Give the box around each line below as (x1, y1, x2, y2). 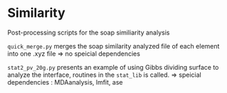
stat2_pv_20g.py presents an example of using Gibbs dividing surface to (7, 63, 219, 71)
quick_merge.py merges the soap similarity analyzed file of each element (7, 42, 220, 50)
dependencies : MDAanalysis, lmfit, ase (7, 77, 123, 86)
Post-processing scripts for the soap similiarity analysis (7, 28, 170, 37)
